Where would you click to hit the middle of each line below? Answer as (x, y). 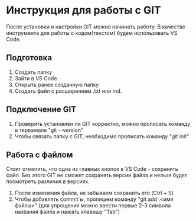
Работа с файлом (40, 155)
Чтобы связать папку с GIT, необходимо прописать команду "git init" (102, 136)
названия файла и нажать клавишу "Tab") (67, 212)
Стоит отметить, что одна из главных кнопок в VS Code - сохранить (92, 169)
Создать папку (33, 72)
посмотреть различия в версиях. (48, 181)
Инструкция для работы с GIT (84, 10)
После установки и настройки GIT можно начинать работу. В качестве (96, 27)
